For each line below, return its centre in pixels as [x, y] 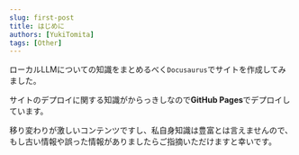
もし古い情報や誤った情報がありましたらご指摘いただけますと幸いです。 [143, 141]
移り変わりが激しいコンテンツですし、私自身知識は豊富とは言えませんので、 [151, 131]
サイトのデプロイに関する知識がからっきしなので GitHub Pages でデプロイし [150, 100]
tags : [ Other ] [36, 43]
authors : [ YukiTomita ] [52, 34]
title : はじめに [37, 26]
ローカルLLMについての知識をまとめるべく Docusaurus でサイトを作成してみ [148, 69]
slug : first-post [42, 18]
